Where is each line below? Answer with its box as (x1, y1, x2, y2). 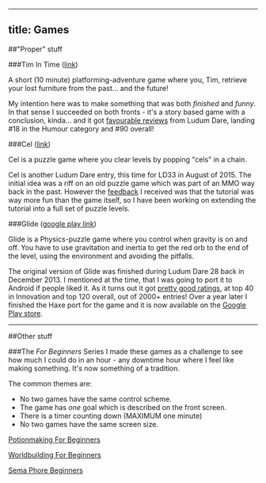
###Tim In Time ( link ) (8, 59, 78, 69)
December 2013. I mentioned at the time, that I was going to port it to (8, 275, 233, 284)
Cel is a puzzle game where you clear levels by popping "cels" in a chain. (8, 154, 247, 164)
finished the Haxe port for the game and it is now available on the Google (8, 300, 247, 310)
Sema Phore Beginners (8, 465, 83, 475)
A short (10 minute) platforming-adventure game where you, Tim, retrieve (8, 74, 248, 84)
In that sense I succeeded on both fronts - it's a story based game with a (8, 107, 245, 116)
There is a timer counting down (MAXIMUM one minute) (19, 411, 203, 420)
